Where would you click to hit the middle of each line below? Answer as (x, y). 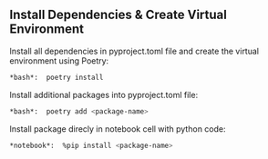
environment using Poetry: (59, 60)
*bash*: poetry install (57, 77)
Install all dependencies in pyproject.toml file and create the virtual (134, 51)
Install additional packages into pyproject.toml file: (104, 94)
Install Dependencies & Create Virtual (119, 15)
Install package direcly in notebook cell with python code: (118, 129)
